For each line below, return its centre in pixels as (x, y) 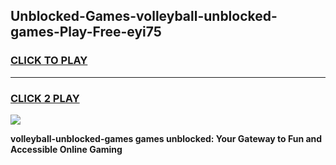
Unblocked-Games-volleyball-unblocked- (144, 16)
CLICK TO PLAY (49, 61)
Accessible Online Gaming (66, 149)
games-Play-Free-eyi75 (86, 32)
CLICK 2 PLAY (45, 98)
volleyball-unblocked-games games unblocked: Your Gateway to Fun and (166, 138)
